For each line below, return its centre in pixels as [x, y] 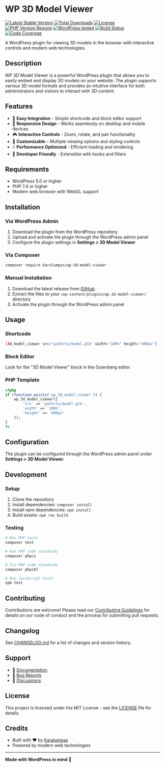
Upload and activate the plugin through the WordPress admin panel [80, 237]
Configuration [27, 442]
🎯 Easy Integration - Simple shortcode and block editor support [77, 118]
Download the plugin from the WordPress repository [65, 232]
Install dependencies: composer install [52, 505]
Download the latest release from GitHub [53, 288]
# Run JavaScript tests [29, 578]
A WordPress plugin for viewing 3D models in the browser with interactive [80, 42]
